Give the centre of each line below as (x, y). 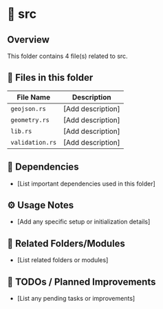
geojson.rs (28, 109)
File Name (33, 97)
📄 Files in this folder (50, 78)
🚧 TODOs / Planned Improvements (81, 282)
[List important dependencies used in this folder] (86, 183)
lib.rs (21, 131)
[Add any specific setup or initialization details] (84, 222)
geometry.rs (30, 120)
